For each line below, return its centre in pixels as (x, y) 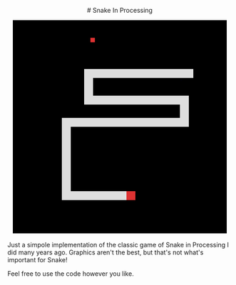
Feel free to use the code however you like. (71, 274)
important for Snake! (37, 260)
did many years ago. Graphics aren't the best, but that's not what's (106, 252)
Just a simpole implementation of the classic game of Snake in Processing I (118, 245)
